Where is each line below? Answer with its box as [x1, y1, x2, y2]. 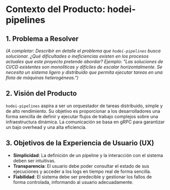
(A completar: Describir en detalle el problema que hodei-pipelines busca [6, 48, 161, 54]
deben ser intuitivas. [13, 158, 56, 164]
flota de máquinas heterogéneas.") [6, 75, 79, 80]
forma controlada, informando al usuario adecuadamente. [13, 179, 134, 185]
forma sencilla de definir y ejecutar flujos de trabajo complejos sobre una [6, 113, 158, 119]
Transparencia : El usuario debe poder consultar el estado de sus [13, 163, 150, 169]
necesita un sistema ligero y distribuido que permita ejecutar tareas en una [6, 69, 163, 75]
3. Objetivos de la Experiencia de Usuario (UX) [6, 139, 154, 148]
